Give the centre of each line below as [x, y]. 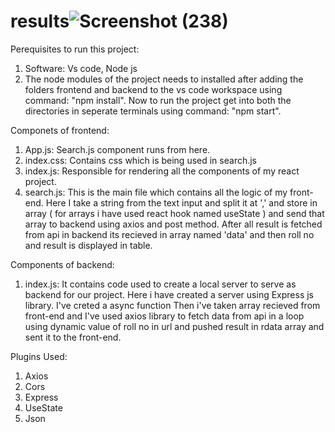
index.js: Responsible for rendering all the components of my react [162, 171]
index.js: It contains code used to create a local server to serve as [160, 284]
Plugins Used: [39, 356]
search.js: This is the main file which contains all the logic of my [156, 192]
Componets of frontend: [60, 130]
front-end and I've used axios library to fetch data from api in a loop [164, 316]
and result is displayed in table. [88, 245]
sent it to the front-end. [73, 337]
